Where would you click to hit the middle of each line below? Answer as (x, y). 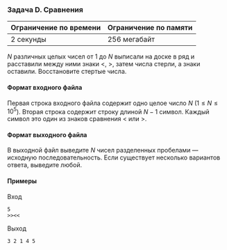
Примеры (22, 181)
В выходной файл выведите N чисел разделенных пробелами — (103, 150)
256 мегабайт (131, 40)
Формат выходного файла (47, 134)
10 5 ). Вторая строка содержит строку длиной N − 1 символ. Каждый (108, 111)
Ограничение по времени (56, 28)
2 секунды (28, 40)
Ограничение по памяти (150, 28)
